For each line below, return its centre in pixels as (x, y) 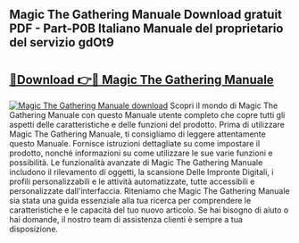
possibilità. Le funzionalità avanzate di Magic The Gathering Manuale (136, 163)
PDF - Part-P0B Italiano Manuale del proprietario (146, 29)
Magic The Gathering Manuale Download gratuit (146, 15)
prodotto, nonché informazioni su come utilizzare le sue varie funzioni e (141, 153)
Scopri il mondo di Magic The (224, 105)
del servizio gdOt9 (62, 42)
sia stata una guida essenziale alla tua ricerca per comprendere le (130, 201)
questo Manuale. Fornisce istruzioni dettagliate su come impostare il (135, 143)
